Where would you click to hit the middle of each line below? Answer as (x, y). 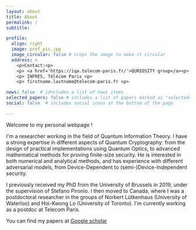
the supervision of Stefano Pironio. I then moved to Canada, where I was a (95, 191)
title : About (22, 17)
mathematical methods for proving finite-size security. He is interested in (94, 155)
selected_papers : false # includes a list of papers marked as (85, 98)
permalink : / (22, 22)
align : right (27, 44)
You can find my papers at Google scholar (57, 221)
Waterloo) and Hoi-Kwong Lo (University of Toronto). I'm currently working (96, 203)
